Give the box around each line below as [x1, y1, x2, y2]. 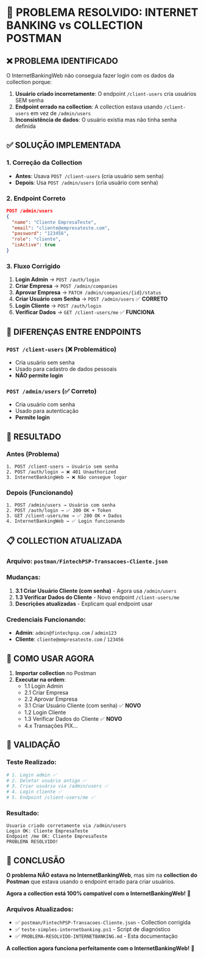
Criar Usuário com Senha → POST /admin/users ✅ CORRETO [15, 295, 168, 302]
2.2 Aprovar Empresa [24, 695, 78, 702]
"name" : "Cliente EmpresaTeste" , [12, 219, 97, 225]
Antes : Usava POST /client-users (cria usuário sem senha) [15, 172, 164, 179]
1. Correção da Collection [6, 159, 82, 167]
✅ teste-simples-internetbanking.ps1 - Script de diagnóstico [15, 926, 171, 933]
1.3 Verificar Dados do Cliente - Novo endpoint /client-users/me [15, 593, 180, 601]
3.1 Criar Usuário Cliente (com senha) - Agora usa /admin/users [15, 587, 177, 594]
